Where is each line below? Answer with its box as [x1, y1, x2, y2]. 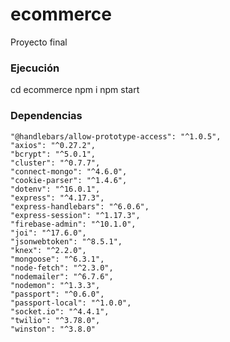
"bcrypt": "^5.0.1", [10, 149, 97, 159]
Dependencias [10, 109, 83, 123]
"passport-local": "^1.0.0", [10, 298, 132, 308]
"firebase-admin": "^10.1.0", [10, 219, 137, 229]
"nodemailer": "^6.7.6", [10, 271, 114, 282]
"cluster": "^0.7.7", [10, 158, 101, 168]
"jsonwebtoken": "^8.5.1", [10, 236, 123, 247]
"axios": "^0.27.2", [10, 140, 97, 150]
